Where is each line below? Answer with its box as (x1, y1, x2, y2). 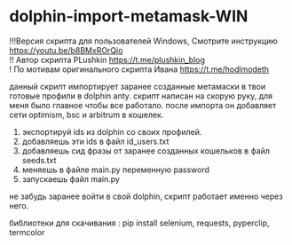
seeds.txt (21, 154, 57, 165)
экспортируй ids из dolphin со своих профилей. (21, 126, 202, 137)
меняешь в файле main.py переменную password (21, 164, 210, 175)
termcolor (9, 226, 45, 237)
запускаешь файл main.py (21, 173, 120, 184)
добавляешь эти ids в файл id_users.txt (21, 136, 170, 146)
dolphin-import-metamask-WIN (9, 6, 249, 27)
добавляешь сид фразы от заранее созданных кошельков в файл (21, 145, 271, 156)
